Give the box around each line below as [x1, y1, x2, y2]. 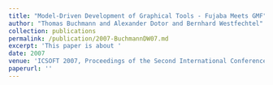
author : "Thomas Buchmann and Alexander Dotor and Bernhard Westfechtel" [8, 19, 264, 28]
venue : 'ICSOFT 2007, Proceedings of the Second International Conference [8, 57, 267, 66]
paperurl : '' [8, 65, 53, 73]
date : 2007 [8, 49, 45, 57]
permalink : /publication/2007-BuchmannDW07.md [8, 34, 169, 43]
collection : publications [8, 27, 96, 35]
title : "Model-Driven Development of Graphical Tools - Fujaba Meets [8, 11, 249, 20]
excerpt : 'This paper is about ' [8, 42, 122, 50]
